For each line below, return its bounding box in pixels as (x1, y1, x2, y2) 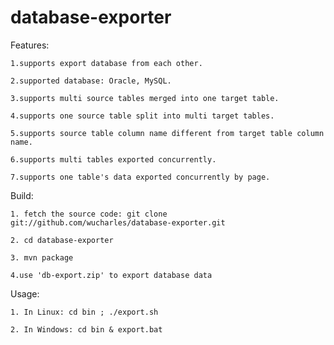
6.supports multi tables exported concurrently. (10, 154, 217, 165)
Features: (10, 39, 50, 51)
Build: (10, 189, 34, 201)
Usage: (10, 287, 40, 300)
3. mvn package (10, 252, 74, 263)
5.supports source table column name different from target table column (10, 128, 325, 138)
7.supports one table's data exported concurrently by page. (10, 172, 271, 182)
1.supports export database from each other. (10, 58, 203, 68)
